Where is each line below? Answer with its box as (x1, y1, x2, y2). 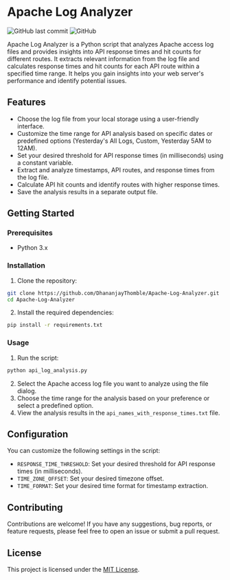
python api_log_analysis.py (7, 367, 88, 374)
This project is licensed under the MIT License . (7, 565, 140, 573)
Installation (7, 261, 46, 270)
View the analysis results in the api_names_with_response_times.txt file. (16, 408, 220, 417)
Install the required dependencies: (16, 308, 115, 316)
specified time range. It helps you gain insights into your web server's (7, 69, 205, 78)
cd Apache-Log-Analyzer (7, 296, 76, 303)
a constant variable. (16, 159, 73, 167)
